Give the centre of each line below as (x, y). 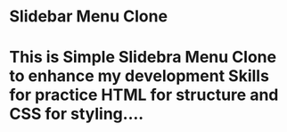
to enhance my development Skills (139, 76)
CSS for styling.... (77, 114)
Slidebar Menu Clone (88, 16)
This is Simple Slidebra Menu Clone (143, 58)
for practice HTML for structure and (144, 95)
